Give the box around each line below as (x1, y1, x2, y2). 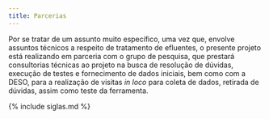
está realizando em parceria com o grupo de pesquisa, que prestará (8, 51, 235, 61)
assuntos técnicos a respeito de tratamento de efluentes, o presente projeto (8, 42, 261, 53)
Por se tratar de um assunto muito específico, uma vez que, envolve (8, 34, 235, 44)
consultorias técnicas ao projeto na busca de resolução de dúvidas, (8, 60, 234, 70)
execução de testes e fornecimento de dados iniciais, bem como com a (8, 68, 246, 78)
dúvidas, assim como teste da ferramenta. (8, 86, 149, 96)
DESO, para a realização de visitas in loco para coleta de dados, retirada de (8, 77, 260, 87)
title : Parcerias (8, 11, 67, 20)
